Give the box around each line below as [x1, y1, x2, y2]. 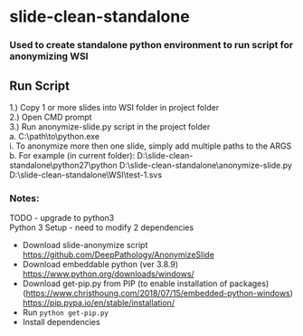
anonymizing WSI [9, 50, 89, 62]
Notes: [9, 192, 40, 205]
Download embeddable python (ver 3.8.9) [22, 259, 179, 270]
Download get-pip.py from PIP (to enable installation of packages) [22, 278, 270, 289]
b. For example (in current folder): [9, 149, 136, 160]
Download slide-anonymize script [22, 240, 148, 251]
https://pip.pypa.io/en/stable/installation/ [22, 297, 175, 309]
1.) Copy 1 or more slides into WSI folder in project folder [9, 101, 220, 112]
